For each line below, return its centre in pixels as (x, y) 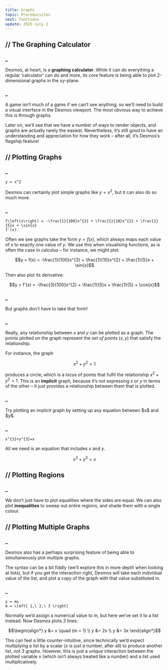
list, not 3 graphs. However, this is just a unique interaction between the (79, 651)
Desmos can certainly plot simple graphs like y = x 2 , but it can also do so (81, 191)
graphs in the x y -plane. (56, 80)
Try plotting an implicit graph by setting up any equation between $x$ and (82, 410)
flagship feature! (22, 141)
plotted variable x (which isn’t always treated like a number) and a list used (82, 656)
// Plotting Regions (35, 475)
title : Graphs (20, 10)
